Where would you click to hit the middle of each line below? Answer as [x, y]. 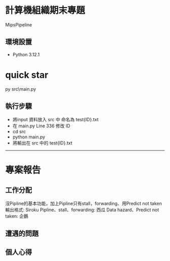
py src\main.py [21, 89]
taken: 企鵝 [17, 216]
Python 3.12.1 [26, 54]
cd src [19, 131]
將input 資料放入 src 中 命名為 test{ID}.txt [55, 119]
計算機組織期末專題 [45, 10]
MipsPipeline [19, 25]
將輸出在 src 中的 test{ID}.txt [42, 143]
